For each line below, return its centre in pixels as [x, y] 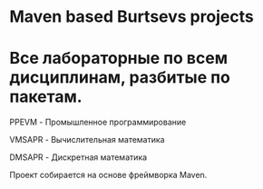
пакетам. [46, 97]
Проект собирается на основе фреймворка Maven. [108, 175]
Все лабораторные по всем [119, 59]
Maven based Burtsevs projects [131, 17]
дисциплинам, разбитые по [120, 78]
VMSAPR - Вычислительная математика [87, 140]
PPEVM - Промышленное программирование [98, 122]
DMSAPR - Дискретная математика [78, 157]
